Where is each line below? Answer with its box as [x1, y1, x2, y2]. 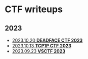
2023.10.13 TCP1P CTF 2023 [12, 43, 72, 49]
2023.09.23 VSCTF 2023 [12, 48, 65, 54]
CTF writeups [5, 4, 63, 15]
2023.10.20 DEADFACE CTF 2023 [12, 37, 83, 43]
